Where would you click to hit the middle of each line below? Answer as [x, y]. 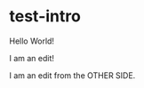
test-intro [45, 16]
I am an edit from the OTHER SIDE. [72, 75]
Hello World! [32, 41]
